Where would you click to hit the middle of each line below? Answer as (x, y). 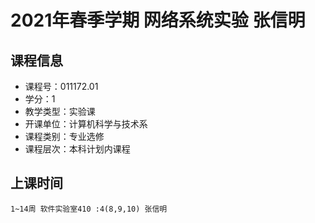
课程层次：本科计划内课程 (77, 149)
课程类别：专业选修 (64, 136)
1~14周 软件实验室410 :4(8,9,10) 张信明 (89, 209)
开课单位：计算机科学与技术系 (86, 124)
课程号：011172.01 (61, 86)
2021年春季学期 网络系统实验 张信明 (158, 20)
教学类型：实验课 (60, 111)
